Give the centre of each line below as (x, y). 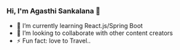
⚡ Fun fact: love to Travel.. (53, 41)
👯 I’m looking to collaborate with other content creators (94, 33)
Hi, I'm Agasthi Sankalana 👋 (53, 11)
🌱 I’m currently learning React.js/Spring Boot (79, 26)
